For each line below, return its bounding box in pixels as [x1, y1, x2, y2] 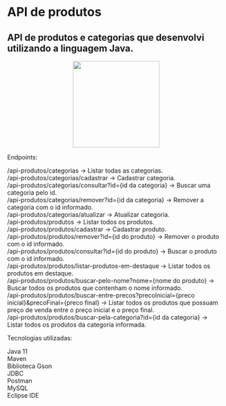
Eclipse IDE [7, 391, 39, 399]
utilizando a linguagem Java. [7, 42, 133, 54]
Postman [7, 377, 32, 385]
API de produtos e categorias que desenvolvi [7, 32, 205, 43]
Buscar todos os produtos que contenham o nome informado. [7, 284, 183, 292]
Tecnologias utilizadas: [7, 334, 73, 342]
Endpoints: [7, 153, 38, 161]
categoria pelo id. [7, 188, 57, 197]
